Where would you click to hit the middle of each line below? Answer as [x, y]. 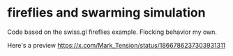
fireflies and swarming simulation [106, 13]
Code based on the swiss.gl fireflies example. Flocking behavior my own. [112, 32]
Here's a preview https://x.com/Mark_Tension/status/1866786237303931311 [116, 45]
